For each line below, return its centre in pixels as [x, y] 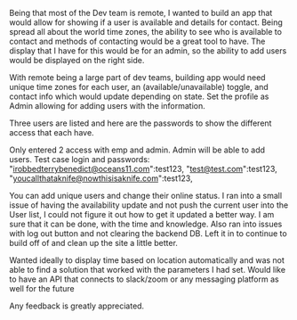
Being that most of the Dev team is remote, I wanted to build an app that [141, 13]
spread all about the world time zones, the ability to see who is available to [146, 32]
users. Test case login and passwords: [80, 159]
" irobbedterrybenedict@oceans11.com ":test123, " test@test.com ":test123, [143, 169]
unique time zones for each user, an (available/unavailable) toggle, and [139, 87]
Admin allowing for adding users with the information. [108, 106]
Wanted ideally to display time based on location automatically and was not [147, 260]
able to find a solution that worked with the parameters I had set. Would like [148, 270]
